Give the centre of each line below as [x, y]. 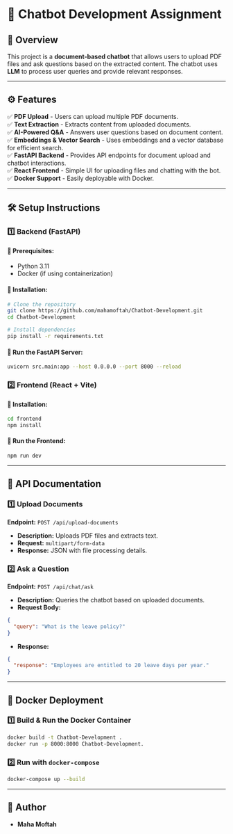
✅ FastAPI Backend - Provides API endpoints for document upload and [109, 155]
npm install [24, 425]
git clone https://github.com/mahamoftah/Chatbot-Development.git [105, 311]
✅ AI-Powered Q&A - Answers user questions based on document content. [115, 132]
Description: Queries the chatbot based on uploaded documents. [111, 600]
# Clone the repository [42, 304]
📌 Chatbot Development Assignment [114, 14]
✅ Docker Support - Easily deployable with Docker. [81, 178]
